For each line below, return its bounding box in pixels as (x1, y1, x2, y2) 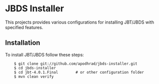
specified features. (5, 24, 43, 30)
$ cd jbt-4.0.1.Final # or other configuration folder (14, 70, 144, 75)
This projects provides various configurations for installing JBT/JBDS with (5, 19, 154, 25)
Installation (5, 39, 40, 47)
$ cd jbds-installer (14, 65, 56, 70)
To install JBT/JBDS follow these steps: (5, 52, 84, 57)
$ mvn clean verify (14, 74, 54, 79)
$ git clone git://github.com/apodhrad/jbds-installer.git (14, 61, 138, 66)
